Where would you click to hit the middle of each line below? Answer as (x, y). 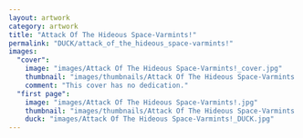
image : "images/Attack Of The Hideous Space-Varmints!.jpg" (141, 102)
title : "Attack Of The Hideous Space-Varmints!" (103, 34)
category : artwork (43, 26)
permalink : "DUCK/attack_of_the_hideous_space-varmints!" (121, 43)
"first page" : (43, 94)
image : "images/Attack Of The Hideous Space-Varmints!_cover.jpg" (154, 69)
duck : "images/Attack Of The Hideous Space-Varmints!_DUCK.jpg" (150, 119)
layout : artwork (39, 18)
